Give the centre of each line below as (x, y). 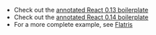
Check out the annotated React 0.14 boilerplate (81, 17)
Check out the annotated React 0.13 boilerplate (81, 10)
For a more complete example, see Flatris (73, 24)
